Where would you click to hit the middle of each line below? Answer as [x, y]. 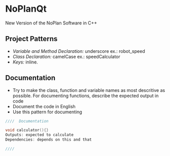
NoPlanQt [26, 9]
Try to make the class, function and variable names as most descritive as [89, 90]
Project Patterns [31, 39]
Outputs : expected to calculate [39, 135]
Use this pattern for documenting [47, 112]
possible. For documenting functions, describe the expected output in [86, 96]
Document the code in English [44, 106]
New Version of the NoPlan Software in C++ [51, 23]
